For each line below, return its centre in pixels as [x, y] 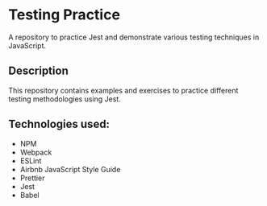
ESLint [31, 161]
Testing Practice [65, 15]
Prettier [32, 178]
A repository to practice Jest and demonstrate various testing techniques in [134, 37]
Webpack [36, 152]
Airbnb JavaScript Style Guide [70, 169]
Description [38, 71]
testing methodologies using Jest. [65, 99]
